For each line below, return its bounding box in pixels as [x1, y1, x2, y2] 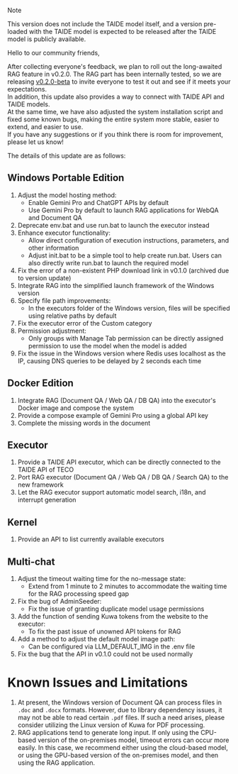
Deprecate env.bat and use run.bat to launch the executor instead [17, 221, 210, 229]
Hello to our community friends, [7, 49, 101, 57]
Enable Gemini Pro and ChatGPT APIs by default [28, 198, 169, 206]
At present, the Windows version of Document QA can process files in [17, 698, 222, 707]
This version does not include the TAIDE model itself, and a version [7, 20, 203, 28]
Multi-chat [7, 555, 55, 568]
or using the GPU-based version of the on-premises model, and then [17, 751, 219, 759]
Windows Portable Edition [7, 172, 125, 184]
